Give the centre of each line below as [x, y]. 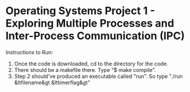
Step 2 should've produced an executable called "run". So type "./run [98, 76]
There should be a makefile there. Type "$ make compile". [85, 70]
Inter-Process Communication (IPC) [95, 36]
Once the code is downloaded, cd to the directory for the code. [91, 64]
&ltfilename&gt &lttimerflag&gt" [52, 82]
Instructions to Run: [29, 52]
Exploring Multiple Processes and [90, 23]
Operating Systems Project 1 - [80, 11]
